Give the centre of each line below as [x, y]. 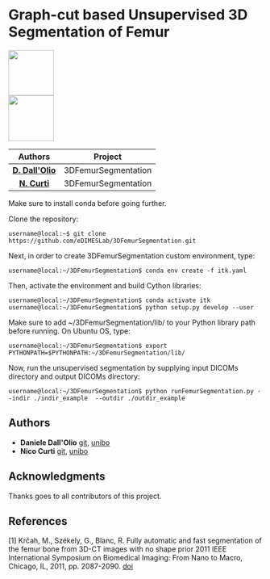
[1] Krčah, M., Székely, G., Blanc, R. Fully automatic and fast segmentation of [135, 541]
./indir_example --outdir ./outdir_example [109, 398]
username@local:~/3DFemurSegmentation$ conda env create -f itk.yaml [128, 271]
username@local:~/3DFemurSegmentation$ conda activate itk [110, 300]
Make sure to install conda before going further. [87, 203]
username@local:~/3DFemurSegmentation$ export [88, 346]
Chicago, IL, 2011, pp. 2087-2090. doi [71, 566]
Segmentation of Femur [89, 32]
